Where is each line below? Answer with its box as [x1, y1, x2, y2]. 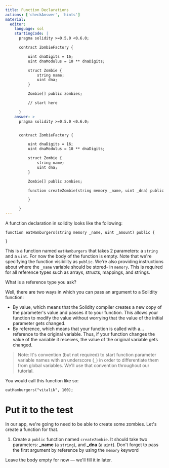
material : [5, 17, 26, 22]
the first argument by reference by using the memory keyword [12, 447, 139, 453]
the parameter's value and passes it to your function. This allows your [12, 310, 158, 315]
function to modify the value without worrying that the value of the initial [12, 315, 163, 321]
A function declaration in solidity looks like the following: [5, 220, 123, 226]
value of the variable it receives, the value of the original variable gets [12, 337, 158, 342]
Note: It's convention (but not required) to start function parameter [17, 352, 157, 357]
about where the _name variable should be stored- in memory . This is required [5, 264, 163, 270]
